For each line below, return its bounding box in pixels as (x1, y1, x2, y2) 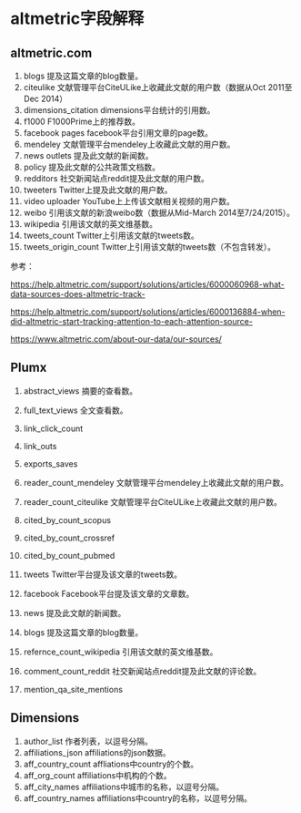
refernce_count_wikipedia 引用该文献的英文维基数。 (23, 646, 218, 657)
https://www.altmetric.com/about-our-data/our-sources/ (10, 334, 222, 345)
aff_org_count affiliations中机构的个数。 (23, 769, 172, 780)
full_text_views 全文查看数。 (23, 405, 128, 416)
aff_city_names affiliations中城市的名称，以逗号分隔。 (23, 781, 225, 792)
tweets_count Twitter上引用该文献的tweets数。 (23, 230, 199, 241)
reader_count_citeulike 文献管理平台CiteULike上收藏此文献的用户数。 (23, 496, 283, 507)
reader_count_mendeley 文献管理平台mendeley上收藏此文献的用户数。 (23, 477, 289, 488)
